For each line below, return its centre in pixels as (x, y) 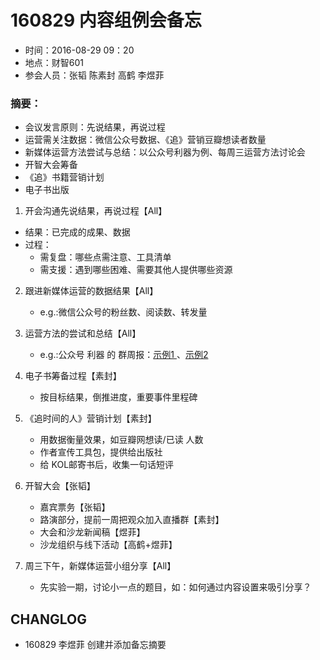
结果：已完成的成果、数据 (77, 232)
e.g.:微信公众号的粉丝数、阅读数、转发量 (123, 312)
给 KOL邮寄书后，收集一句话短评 (107, 465)
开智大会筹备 (51, 165)
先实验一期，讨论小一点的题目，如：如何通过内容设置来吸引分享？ (175, 587)
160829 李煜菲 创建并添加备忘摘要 (95, 645)
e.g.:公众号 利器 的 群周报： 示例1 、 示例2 (124, 355)
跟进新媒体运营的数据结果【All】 (91, 291)
